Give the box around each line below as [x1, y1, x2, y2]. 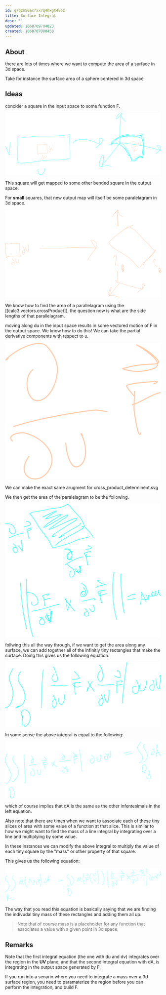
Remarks [5, 941, 34, 949]
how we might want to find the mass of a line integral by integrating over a [5, 829, 156, 835]
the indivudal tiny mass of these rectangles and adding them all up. [5, 912, 142, 917]
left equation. [5, 808, 32, 814]
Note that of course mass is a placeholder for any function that [17, 921, 145, 927]
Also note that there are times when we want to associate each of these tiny [5, 818, 160, 824]
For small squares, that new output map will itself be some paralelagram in [5, 195, 157, 200]
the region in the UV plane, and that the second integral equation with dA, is [5, 959, 160, 965]
